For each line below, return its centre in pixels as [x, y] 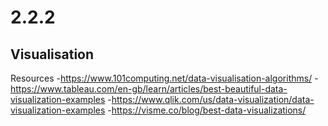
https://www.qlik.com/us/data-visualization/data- [213, 99]
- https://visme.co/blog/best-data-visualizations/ [207, 110]
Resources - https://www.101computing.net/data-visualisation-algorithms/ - [164, 78]
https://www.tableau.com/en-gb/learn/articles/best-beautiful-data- [149, 89]
